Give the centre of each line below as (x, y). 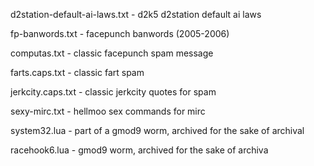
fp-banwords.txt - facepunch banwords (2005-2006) (120, 33)
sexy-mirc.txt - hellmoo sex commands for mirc (108, 111)
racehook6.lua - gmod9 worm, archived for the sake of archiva (139, 150)
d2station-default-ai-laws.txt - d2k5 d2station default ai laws (136, 14)
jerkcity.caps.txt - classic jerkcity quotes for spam (113, 92)
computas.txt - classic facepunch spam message (112, 53)
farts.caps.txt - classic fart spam (77, 72)
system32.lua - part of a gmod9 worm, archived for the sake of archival (157, 130)
